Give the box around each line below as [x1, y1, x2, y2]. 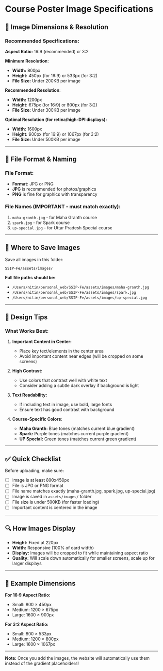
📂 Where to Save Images [5, 244, 81, 252]
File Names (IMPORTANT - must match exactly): [5, 203, 121, 210]
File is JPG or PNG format [12, 483, 64, 488]
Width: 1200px [12, 97, 42, 102]
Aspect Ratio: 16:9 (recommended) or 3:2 [5, 48, 89, 54]
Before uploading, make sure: [5, 468, 64, 474]
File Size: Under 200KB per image [12, 78, 81, 83]
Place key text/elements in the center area [19, 348, 104, 354]
